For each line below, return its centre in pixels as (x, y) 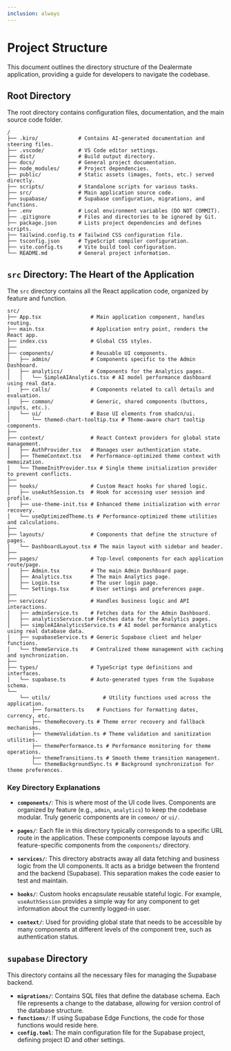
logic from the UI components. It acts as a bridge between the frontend (118, 866)
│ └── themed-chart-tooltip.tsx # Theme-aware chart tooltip (106, 420)
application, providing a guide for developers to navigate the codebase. (109, 74)
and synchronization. (38, 656)
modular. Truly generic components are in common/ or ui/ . (98, 817)
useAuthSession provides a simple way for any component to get (108, 901)
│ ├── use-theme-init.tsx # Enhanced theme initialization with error (114, 505)
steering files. (30, 145)
